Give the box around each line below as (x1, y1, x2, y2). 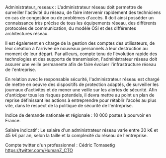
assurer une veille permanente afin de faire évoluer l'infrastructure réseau (5, 62, 157, 67)
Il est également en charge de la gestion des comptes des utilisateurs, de (5, 40, 155, 46)
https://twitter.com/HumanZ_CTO (5, 148, 73, 153)
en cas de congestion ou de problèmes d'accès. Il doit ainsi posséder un (5, 15, 154, 20)
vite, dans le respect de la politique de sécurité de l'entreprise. (5, 103, 133, 108)
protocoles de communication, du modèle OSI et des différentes (5, 25, 137, 31)
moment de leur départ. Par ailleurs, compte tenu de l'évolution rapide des (5, 51, 158, 57)
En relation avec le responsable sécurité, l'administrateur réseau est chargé (5, 77, 160, 82)
